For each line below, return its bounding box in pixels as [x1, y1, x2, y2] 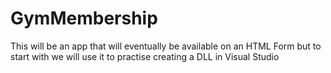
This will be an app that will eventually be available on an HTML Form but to [10, 40, 322, 52]
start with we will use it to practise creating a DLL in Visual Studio [10, 50, 280, 62]
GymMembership [10, 7, 158, 30]
